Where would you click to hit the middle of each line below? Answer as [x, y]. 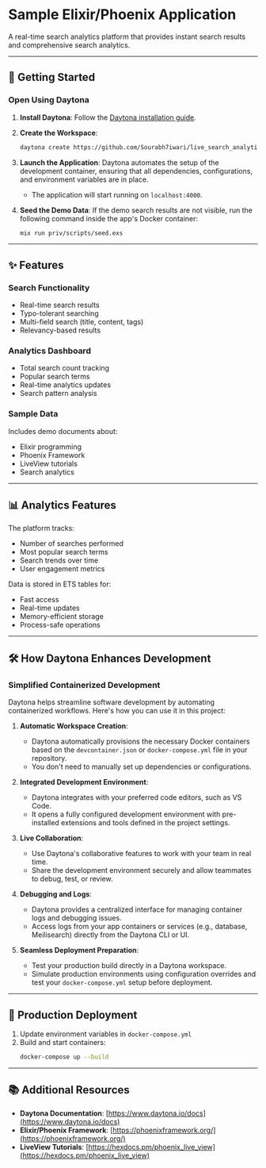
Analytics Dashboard [49, 351]
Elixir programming [50, 447]
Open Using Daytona [49, 100]
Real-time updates [50, 608]
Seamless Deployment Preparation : [79, 951]
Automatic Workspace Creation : [74, 726]
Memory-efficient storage [62, 617]
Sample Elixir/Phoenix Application [122, 15]
